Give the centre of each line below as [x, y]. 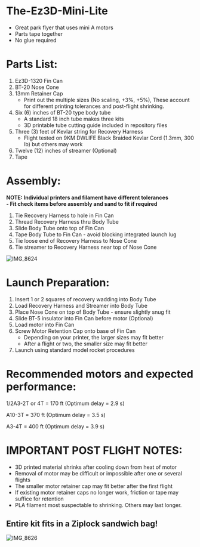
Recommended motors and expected [100, 374]
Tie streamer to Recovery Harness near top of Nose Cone [86, 247]
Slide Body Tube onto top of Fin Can [59, 228]
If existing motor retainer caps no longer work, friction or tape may [97, 492]
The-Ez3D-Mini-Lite [57, 11]
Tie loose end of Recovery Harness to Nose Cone [76, 240]
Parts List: [32, 64]
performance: [41, 387]
